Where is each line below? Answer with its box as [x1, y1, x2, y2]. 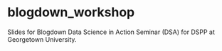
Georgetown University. [7, 35, 77, 43]
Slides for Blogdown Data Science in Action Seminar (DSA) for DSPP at [7, 28, 216, 36]
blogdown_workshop [7, 4, 135, 21]
